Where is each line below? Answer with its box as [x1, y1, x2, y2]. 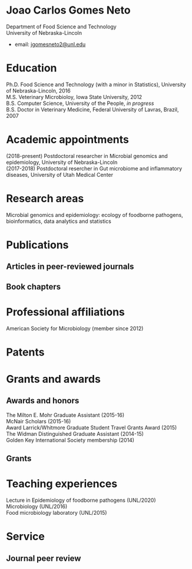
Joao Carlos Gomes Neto [6, 4, 131, 17]
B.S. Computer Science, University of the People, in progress [6, 100, 154, 107]
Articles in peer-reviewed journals [6, 262, 134, 272]
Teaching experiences [6, 477, 118, 491]
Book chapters [6, 281, 61, 292]
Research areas [6, 192, 84, 205]
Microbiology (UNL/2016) [6, 503, 68, 510]
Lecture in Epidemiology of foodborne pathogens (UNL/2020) [6, 496, 156, 504]
